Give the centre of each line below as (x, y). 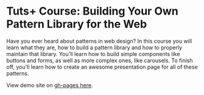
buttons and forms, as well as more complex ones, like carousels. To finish (100, 60)
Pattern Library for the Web (77, 24)
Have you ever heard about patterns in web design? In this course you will (99, 41)
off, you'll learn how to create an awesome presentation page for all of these (102, 67)
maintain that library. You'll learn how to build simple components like (93, 54)
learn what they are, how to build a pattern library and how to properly (94, 47)
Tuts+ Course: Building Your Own (92, 11)
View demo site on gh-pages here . (50, 85)
